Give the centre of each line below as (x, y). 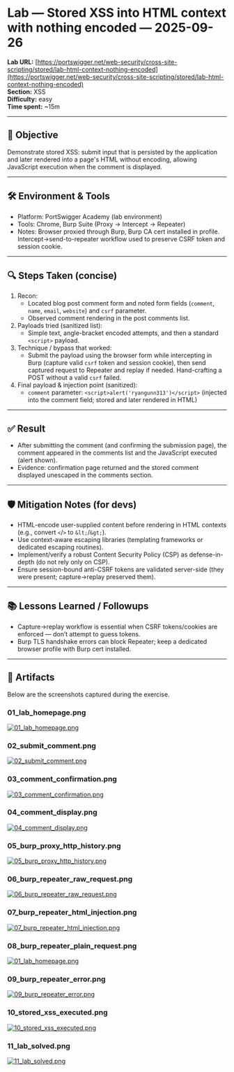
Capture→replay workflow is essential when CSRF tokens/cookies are (117, 627)
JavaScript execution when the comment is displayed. (85, 166)
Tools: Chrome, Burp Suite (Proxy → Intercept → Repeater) (101, 224)
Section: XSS (26, 92)
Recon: (28, 296)
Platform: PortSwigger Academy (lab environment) (89, 216)
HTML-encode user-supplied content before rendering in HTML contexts (122, 525)
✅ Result (26, 428)
